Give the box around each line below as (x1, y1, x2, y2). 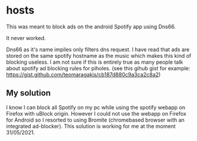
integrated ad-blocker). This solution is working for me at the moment (6, 122, 176, 130)
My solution (6, 88, 51, 98)
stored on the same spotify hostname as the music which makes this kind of (6, 52, 192, 59)
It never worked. (6, 34, 46, 41)
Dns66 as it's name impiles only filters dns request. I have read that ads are (6, 45, 190, 53)
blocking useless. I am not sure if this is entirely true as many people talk (6, 58, 183, 65)
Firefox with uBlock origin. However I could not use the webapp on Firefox (6, 110, 186, 117)
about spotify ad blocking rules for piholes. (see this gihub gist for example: (6, 64, 190, 71)
